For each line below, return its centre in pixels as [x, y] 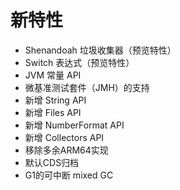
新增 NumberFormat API [74, 125]
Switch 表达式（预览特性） [79, 62]
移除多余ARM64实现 [66, 150]
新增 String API [55, 100]
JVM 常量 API [53, 75]
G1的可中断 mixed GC [69, 175]
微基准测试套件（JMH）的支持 [87, 87]
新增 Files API [53, 112]
